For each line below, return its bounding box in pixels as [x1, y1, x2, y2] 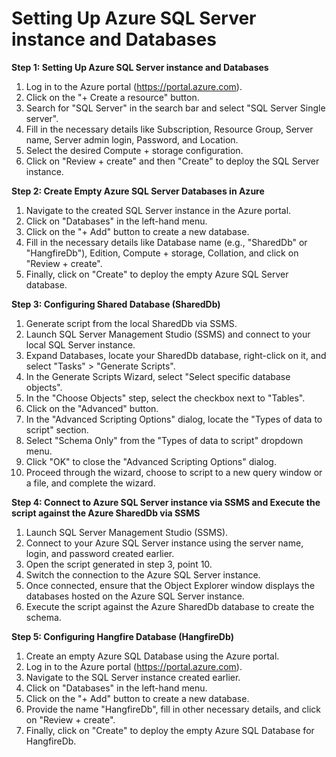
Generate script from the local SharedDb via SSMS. [25, 317, 238, 329]
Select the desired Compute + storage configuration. [25, 144, 244, 156]
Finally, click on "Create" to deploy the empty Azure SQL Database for [25, 724, 315, 736]
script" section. [25, 423, 89, 436]
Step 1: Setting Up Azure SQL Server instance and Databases [11, 61, 269, 73]
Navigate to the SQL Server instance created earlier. [25, 671, 241, 683]
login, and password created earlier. [25, 547, 175, 559]
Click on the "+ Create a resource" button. [25, 91, 200, 103]
